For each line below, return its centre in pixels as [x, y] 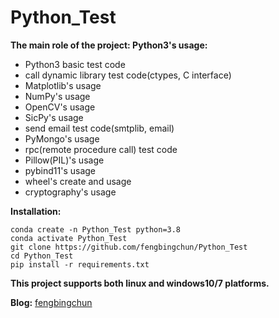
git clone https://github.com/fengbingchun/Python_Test [129, 247]
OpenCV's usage [60, 107]
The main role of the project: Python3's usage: [109, 45]
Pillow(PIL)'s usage [64, 160]
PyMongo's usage [62, 138]
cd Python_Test [42, 256]
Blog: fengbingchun [51, 302]
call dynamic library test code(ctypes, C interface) [128, 75]
